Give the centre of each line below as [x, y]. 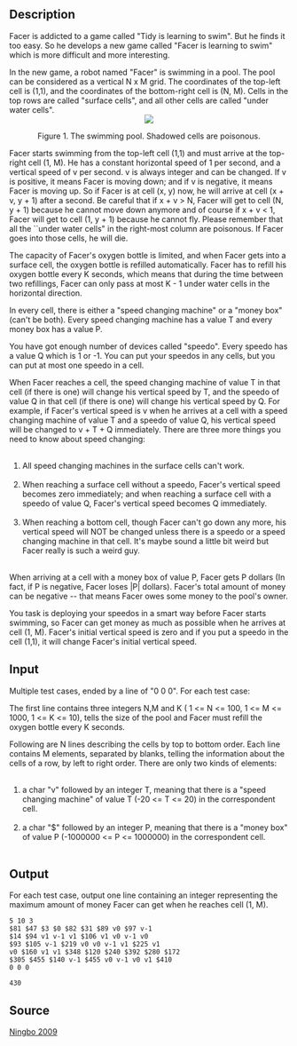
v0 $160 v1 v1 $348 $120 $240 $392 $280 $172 [94, 952]
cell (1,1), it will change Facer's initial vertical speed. [103, 641]
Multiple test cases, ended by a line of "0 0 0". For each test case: [130, 691]
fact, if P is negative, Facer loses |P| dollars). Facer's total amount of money [148, 586]
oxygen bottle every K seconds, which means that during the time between [146, 273]
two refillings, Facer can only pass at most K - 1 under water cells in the [140, 283]
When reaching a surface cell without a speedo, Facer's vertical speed [151, 484]
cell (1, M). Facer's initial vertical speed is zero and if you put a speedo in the [149, 632]
